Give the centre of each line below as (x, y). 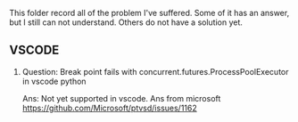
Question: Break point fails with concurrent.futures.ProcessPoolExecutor (155, 71)
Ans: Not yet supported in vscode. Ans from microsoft (121, 98)
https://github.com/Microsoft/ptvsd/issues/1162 (110, 108)
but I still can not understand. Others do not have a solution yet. (126, 22)
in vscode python (54, 81)
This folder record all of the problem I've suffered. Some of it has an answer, (149, 13)
